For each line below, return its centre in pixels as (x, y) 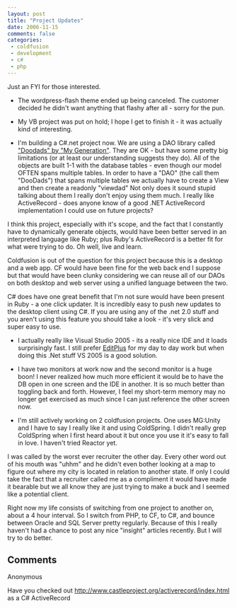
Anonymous (25, 577)
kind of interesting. (45, 129)
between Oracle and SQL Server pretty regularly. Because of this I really (112, 522)
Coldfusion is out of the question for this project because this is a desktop (115, 260)
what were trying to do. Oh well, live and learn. (75, 246)
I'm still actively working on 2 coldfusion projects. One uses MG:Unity (119, 420)
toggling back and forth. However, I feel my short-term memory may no (121, 391)
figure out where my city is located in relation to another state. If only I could (118, 472)
